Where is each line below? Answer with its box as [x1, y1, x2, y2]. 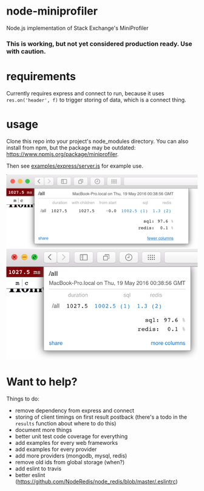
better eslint [15, 472, 46, 479]
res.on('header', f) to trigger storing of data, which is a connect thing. [6, 96, 186, 103]
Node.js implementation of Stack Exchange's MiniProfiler [6, 24, 149, 32]
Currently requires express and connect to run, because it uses [6, 89, 165, 97]
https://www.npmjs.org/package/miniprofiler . [6, 150, 119, 157]
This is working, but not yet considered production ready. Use [6, 39, 192, 48]
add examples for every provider [15, 445, 97, 453]
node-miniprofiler [6, 4, 98, 18]
